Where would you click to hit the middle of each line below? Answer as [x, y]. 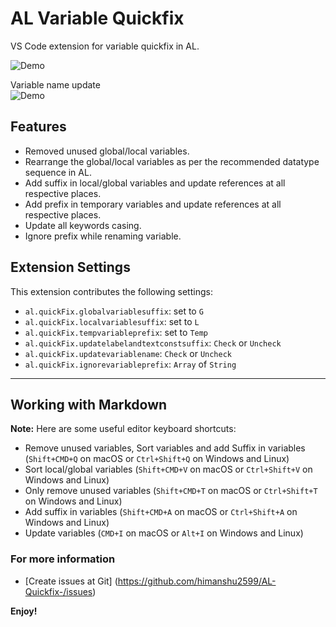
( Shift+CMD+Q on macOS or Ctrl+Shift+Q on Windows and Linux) [157, 459]
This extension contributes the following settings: [111, 291]
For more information [63, 559]
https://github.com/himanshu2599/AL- [197, 581]
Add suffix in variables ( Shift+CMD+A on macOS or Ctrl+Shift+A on [161, 512]
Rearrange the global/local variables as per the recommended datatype [172, 161]
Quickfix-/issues [58, 591]
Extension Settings [70, 267]
